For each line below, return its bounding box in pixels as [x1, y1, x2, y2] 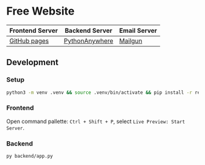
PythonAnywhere [63, 37, 114, 45]
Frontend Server [9, 26, 58, 35]
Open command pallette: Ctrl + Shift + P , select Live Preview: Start [6, 118, 185, 125]
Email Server [119, 26, 157, 35]
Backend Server [65, 26, 113, 35]
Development [6, 57, 59, 68]
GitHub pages [9, 37, 49, 45]
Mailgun [119, 37, 143, 45]
